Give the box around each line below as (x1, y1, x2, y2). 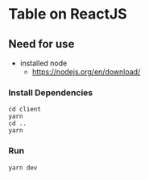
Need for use (8, 37, 75, 51)
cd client (8, 106, 42, 114)
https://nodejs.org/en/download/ (31, 67, 141, 77)
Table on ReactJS (8, 5, 127, 23)
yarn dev (8, 163, 38, 172)
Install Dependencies (8, 86, 93, 98)
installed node (19, 58, 68, 68)
